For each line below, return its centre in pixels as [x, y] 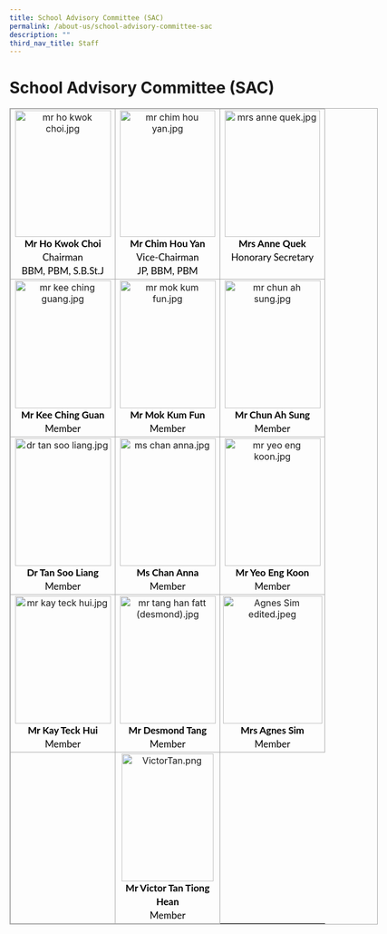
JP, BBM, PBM [168, 271]
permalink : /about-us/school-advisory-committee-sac [111, 26]
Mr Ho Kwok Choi [63, 244]
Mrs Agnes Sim [272, 730]
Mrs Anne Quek [272, 244]
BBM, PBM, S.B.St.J [63, 271]
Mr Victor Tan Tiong [168, 888]
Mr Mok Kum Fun [168, 415]
